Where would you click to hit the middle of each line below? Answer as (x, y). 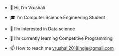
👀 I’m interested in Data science (42, 29)
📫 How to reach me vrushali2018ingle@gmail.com (62, 48)
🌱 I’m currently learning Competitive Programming (61, 38)
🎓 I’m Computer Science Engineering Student (58, 17)
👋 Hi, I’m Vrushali (27, 8)
